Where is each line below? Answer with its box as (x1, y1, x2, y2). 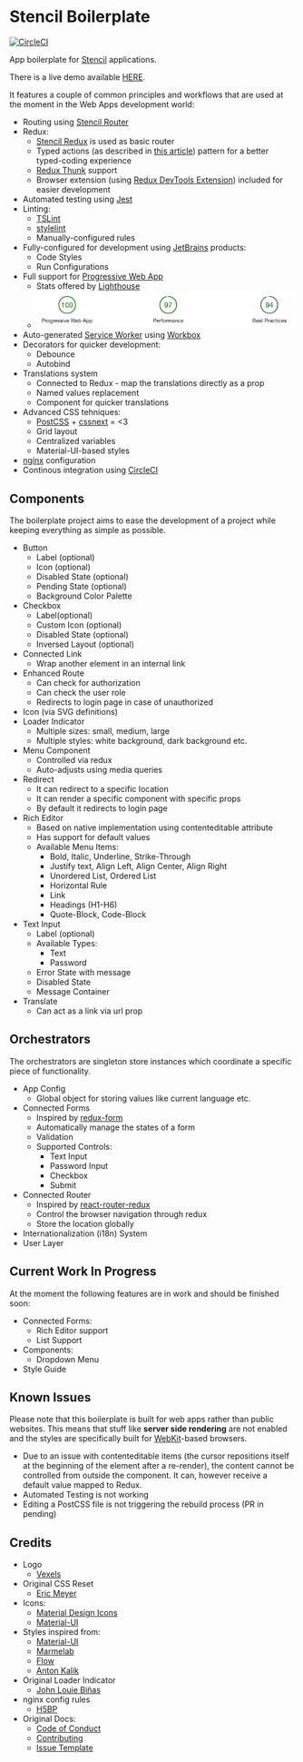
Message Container (35, 985, 111, 996)
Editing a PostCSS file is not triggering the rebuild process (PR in (22, 1499, 265, 1510)
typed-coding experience (35, 154, 132, 165)
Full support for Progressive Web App (22, 271, 163, 282)
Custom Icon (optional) (35, 619, 122, 630)
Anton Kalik (35, 1665, 80, 1677)
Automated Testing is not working (22, 1490, 149, 1500)
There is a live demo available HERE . (9, 71, 146, 83)
